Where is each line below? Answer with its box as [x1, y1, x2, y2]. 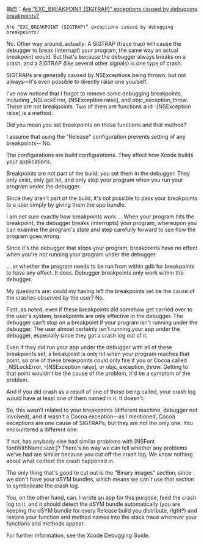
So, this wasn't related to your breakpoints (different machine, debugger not [6, 406, 198, 413]
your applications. [6, 158, 52, 165]
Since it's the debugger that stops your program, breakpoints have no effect [6, 244, 198, 251]
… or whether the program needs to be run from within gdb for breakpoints [6, 262, 195, 270]
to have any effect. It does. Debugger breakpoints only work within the [6, 269, 184, 276]
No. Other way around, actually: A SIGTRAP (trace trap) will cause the [6, 40, 181, 47]
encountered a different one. [6, 426, 78, 433]
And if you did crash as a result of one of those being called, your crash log [6, 388, 196, 395]
